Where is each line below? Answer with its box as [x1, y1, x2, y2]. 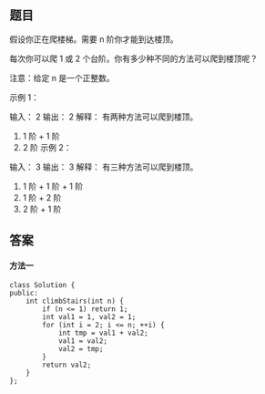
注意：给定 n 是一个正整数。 [9, 72, 116, 83]
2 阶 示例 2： [22, 141, 72, 152]
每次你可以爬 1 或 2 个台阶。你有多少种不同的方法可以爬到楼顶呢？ [9, 53, 258, 64]
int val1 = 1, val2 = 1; [42, 313, 137, 322]
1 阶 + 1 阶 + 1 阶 [22, 181, 84, 192]
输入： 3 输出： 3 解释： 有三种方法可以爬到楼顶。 [9, 161, 199, 172]
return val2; [42, 360, 92, 370]
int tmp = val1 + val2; [57, 328, 148, 338]
